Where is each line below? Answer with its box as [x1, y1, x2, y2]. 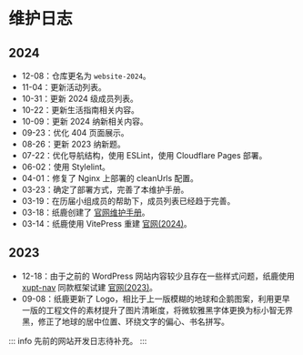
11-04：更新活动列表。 [21, 82, 106, 92]
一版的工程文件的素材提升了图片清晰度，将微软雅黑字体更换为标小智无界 [21, 304, 293, 315]
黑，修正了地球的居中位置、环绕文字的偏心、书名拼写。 [21, 316, 229, 327]
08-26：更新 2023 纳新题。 [21, 138, 126, 149]
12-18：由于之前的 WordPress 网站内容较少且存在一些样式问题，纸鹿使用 [21, 270, 295, 281]
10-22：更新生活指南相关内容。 [21, 105, 140, 115]
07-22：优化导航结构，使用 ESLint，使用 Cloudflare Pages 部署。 [21, 150, 268, 160]
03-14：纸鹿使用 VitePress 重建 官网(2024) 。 [21, 218, 192, 228]
